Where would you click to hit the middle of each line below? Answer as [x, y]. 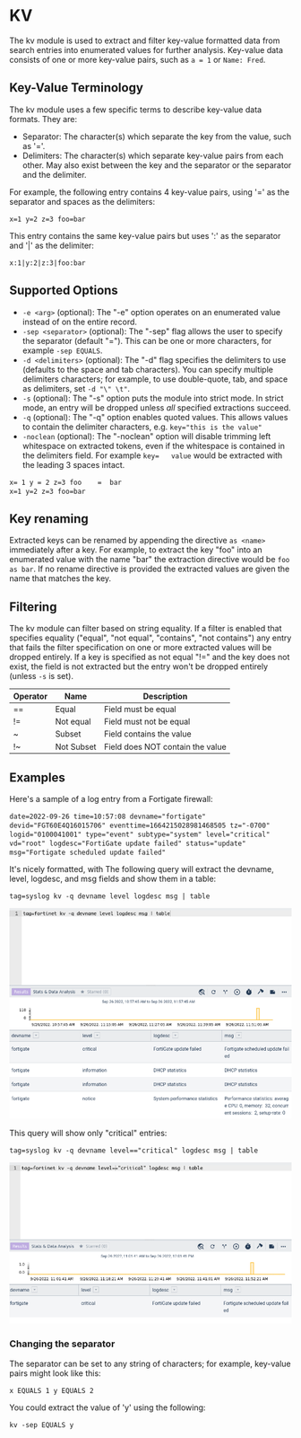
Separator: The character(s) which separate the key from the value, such [157, 137]
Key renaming [49, 519]
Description [165, 696]
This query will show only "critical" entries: [88, 1133]
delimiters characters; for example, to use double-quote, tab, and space [155, 379]
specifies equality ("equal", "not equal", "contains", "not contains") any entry [150, 638]
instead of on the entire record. [79, 322]
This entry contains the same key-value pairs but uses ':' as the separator [145, 235]
